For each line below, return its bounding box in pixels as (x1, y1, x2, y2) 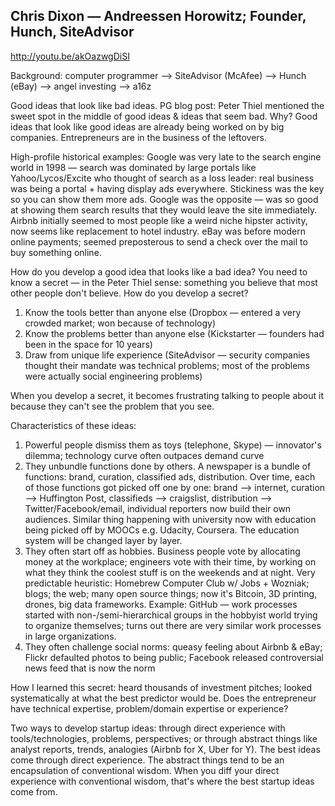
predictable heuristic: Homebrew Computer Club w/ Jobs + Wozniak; (24, 577, 310, 589)
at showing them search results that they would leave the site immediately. (10, 204, 318, 216)
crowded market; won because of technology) (24, 317, 217, 329)
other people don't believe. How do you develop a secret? (10, 287, 249, 299)
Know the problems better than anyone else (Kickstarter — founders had (24, 327, 325, 339)
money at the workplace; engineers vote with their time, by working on (24, 555, 317, 568)
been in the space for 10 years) (24, 338, 153, 350)
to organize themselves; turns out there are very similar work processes (24, 619, 322, 631)
